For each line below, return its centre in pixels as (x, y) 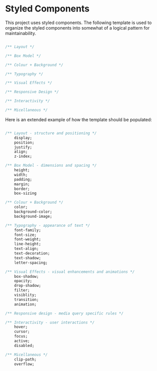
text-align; (26, 249)
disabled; (24, 345)
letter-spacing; (31, 263)
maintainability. (21, 33)
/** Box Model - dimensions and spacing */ (51, 166)
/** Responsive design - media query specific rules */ (64, 313)
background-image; (33, 216)
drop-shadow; (28, 286)
